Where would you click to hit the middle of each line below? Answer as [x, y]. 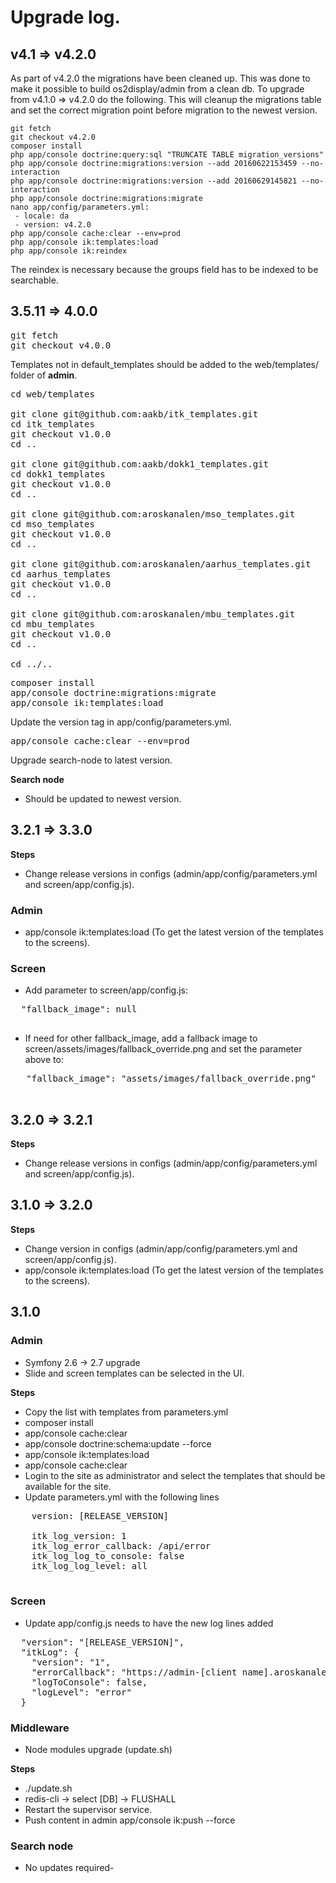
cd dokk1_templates [58, 474]
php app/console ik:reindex [69, 251]
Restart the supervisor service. [88, 1810]
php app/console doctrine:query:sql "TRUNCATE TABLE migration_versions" [167, 155]
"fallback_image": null [79, 1009]
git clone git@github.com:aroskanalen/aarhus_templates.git [161, 564]
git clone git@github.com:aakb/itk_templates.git [134, 414]
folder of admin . [44, 375]
